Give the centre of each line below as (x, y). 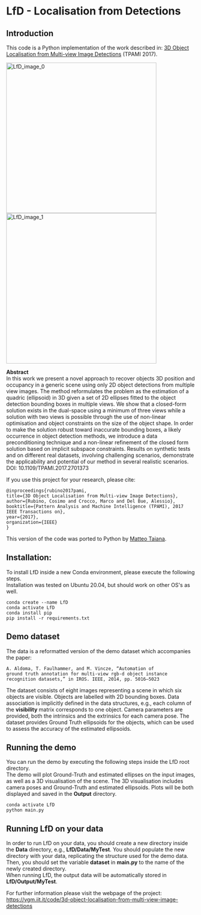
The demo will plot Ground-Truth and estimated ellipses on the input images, (101, 775)
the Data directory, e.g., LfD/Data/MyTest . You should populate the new (95, 849)
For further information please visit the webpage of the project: (84, 893)
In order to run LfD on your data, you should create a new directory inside (97, 843)
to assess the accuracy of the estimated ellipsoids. (69, 728)
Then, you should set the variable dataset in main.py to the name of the (95, 863)
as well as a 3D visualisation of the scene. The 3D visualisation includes (95, 781)
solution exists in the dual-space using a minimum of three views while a (96, 410)
